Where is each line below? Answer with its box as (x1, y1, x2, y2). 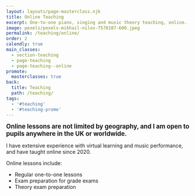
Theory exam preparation (14, 184, 76, 191)
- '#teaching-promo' (11, 106, 61, 112)
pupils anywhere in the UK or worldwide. (6, 130, 127, 138)
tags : (6, 95, 19, 101)
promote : (6, 68, 28, 74)
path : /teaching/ (11, 90, 54, 96)
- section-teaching (11, 52, 59, 58)
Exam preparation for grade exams (14, 177, 98, 184)
